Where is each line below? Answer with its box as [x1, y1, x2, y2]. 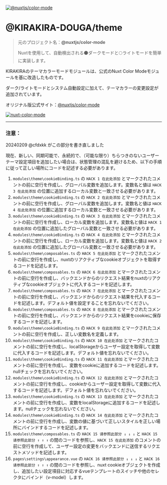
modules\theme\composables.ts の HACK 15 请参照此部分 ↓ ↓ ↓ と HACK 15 [12, 431, 158, 437]
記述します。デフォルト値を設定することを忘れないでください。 [21, 300, 152, 306]
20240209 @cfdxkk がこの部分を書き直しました [5, 142, 105, 148]
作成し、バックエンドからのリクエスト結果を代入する [43, 294, 152, 300]
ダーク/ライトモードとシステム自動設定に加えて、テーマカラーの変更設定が [5, 85, 159, 91]
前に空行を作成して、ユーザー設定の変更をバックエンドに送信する [12, 443, 148, 449]
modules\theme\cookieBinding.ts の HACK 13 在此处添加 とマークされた [12, 393, 155, 399]
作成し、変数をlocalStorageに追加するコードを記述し [52, 400, 161, 406]
